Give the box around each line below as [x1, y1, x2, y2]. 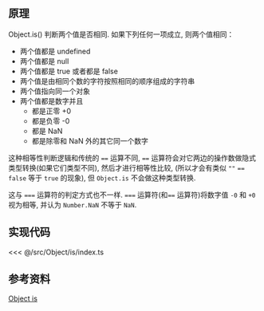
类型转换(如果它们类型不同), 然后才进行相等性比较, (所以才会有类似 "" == [8, 163, 245, 172]
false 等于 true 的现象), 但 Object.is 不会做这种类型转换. [8, 173, 196, 183]
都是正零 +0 [31, 106, 72, 116]
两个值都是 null [19, 56, 69, 65]
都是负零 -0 [31, 116, 70, 125]
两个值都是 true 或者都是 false [19, 66, 118, 76]
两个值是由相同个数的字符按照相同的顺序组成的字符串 [19, 76, 195, 85]
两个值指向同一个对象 [19, 86, 90, 96]
